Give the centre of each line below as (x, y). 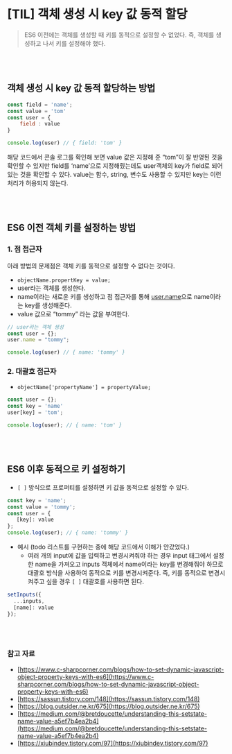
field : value (40, 124)
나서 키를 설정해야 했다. (74, 43)
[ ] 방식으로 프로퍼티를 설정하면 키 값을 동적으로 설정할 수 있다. (103, 487)
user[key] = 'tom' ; (35, 413)
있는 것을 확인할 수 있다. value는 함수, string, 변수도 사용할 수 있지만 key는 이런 (114, 174)
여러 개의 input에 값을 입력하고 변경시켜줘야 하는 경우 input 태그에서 (119, 556)
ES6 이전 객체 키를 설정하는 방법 (72, 228)
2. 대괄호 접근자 (32, 372)
